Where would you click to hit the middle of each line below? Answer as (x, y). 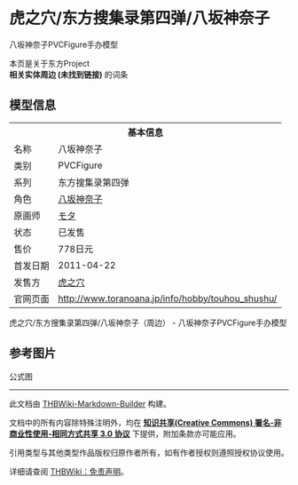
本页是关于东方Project (50, 63)
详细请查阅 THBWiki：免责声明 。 (69, 471)
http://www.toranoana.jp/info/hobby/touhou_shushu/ (168, 298)
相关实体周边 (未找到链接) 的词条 (69, 74)
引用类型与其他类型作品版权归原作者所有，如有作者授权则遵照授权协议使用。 (149, 452)
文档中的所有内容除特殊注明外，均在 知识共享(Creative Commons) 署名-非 (145, 422)
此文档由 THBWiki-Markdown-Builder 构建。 (90, 403)
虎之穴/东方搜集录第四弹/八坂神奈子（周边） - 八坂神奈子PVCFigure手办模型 (148, 322)
